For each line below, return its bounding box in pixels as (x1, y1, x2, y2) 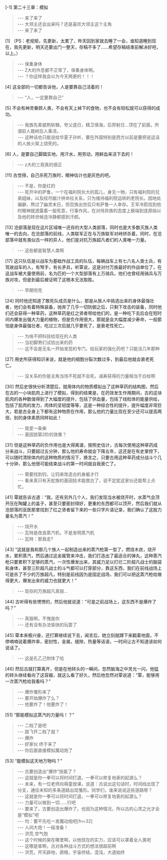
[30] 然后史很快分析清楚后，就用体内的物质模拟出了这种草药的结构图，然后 (5, 383, 159, 389)
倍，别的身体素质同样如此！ (5, 415, 62, 420)
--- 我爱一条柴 (17, 425, 47, 431)
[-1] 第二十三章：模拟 (5, 4, 49, 10)
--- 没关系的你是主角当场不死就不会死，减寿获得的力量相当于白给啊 (17, 373, 156, 379)
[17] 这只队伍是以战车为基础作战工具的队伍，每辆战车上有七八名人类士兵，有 (5, 258, 162, 264)
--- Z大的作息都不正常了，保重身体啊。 (17, 67, 97, 73)
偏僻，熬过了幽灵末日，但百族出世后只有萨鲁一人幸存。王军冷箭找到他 (17, 201, 162, 207)
